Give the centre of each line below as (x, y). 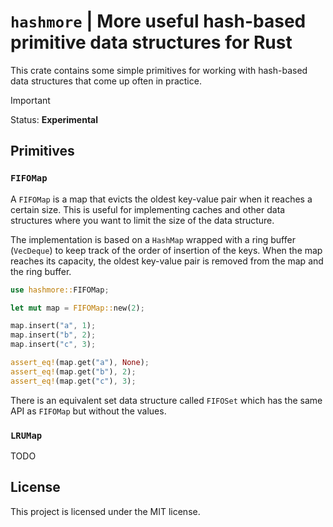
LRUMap (26, 435)
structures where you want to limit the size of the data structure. (142, 220)
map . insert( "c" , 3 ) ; (53, 345)
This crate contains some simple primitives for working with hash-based (159, 70)
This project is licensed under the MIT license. (105, 511)
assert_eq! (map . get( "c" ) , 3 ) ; (73, 381)
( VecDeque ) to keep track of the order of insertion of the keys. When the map (166, 250)
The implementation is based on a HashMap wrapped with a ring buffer (153, 239)
